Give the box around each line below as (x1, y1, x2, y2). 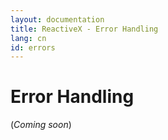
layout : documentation (10, 14, 105, 25)
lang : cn (10, 33, 47, 43)
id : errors (10, 42, 56, 53)
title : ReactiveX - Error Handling (10, 24, 159, 34)
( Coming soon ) (10, 119, 72, 131)
